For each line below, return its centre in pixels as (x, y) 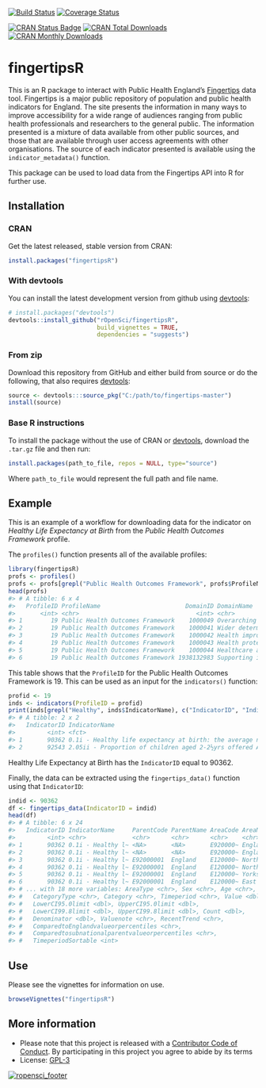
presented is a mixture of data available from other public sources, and (124, 132)
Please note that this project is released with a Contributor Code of (128, 1043)
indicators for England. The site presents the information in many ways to (127, 106)
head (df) (23, 816)
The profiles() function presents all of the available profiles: (108, 554)
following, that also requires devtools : (69, 381)
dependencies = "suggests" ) (143, 335)
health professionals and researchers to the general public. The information (131, 124)
